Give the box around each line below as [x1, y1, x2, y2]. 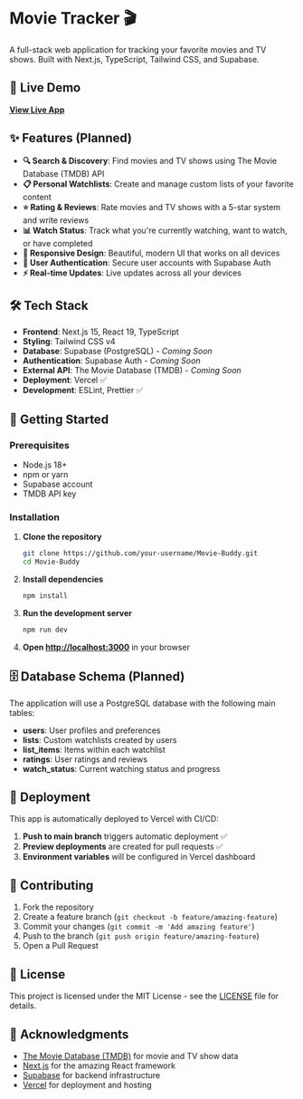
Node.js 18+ [22, 459, 68, 470]
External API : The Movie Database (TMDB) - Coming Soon [22, 365, 241, 376]
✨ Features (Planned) [9, 130, 133, 146]
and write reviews [22, 215, 90, 226]
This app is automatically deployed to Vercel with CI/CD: [9, 814, 219, 824]
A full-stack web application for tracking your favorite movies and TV [9, 43, 267, 55]
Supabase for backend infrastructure [22, 1069, 161, 1080]
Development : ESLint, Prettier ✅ [22, 385, 144, 396]
